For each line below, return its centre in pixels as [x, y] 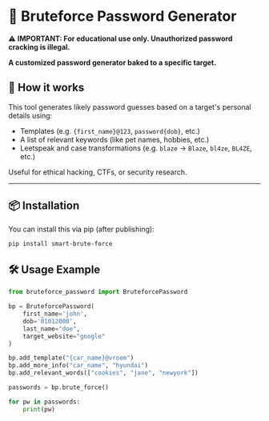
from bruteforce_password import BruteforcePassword [98, 292]
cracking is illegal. [39, 46]
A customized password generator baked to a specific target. [112, 62]
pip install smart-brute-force [60, 243]
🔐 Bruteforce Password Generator [122, 16]
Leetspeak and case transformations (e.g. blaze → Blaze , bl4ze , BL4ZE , [136, 148]
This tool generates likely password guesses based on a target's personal [130, 106]
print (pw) [39, 409]
